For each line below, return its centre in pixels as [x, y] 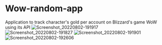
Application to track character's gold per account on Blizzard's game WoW [81, 22]
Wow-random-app [44, 9]
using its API [18, 27]
